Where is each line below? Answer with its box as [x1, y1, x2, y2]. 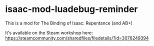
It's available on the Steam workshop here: [5, 29, 93, 35]
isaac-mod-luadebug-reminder [5, 3, 138, 15]
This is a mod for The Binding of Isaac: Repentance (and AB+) [5, 20, 133, 26]
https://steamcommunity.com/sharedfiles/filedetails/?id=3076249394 [5, 35, 149, 41]
